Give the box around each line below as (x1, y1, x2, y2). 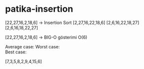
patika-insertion (5, 3, 73, 15)
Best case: (5, 49, 27, 55)
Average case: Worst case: (5, 44, 60, 49)
